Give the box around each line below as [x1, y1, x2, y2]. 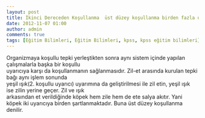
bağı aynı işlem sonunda [6, 74, 68, 81]
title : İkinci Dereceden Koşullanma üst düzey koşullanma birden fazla [6, 15, 195, 21]
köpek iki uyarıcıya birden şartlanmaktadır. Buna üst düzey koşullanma [6, 100, 183, 107]
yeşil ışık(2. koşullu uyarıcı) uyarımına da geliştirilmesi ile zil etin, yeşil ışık [6, 80, 190, 87]
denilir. [6, 106, 23, 113]
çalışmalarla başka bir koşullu [6, 61, 81, 68]
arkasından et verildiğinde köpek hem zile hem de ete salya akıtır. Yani [6, 93, 183, 100]
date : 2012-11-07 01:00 [6, 20, 67, 26]
